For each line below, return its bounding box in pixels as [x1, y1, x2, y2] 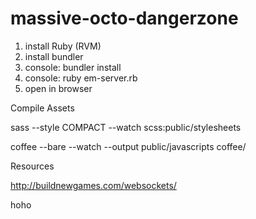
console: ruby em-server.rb [24, 72, 138, 84]
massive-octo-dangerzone [10, 7, 239, 30]
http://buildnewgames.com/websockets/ [10, 179, 177, 191]
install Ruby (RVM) [24, 40, 102, 52]
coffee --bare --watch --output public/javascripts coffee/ [10, 140, 247, 152]
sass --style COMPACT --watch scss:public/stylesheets [10, 121, 242, 133]
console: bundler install [24, 61, 122, 73]
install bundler [24, 50, 84, 62]
